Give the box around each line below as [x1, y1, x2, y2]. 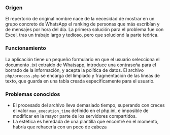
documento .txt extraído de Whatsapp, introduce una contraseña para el [5, 62, 156, 68]
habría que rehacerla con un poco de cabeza [12, 124, 107, 130]
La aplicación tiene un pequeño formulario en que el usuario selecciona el [5, 56, 160, 62]
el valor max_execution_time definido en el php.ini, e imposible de [12, 107, 149, 114]
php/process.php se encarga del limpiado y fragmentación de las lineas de [5, 72, 160, 78]
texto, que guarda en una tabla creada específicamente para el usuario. [5, 78, 155, 84]
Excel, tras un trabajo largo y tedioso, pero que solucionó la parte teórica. [5, 32, 159, 38]
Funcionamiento [5, 45, 47, 52]
